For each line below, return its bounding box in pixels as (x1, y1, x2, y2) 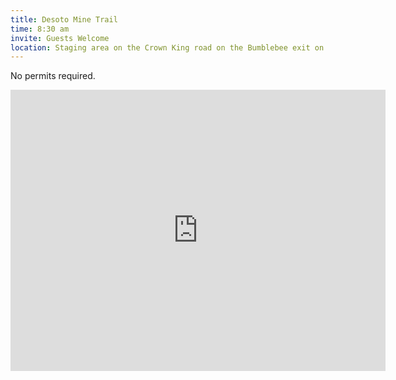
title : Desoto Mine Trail (10, 14, 118, 25)
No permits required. (10, 70, 96, 82)
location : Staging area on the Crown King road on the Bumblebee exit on (10, 42, 325, 53)
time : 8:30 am (10, 24, 70, 34)
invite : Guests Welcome (10, 33, 110, 43)
